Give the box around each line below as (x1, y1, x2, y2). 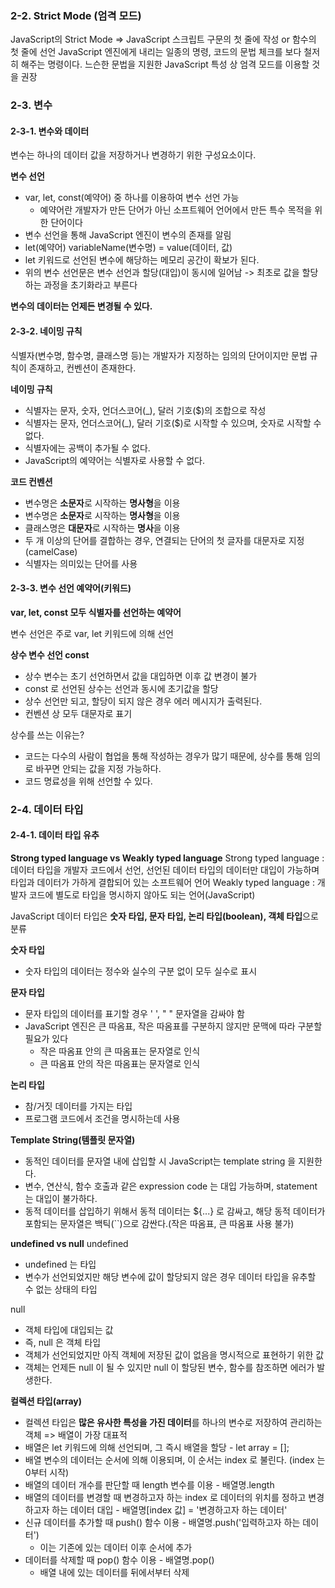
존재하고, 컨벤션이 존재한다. (28, 362, 137, 374)
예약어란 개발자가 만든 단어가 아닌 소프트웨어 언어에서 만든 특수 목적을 (39, 204, 313, 216)
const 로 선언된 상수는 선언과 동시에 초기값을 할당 (24, 682, 219, 694)
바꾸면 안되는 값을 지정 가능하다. (35, 762, 162, 774)
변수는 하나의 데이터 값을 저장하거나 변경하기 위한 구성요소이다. (10, 149, 257, 161)
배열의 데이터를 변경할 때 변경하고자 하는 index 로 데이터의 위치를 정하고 (24, 1491, 307, 1503)
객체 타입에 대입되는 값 (24, 1323, 114, 1336)
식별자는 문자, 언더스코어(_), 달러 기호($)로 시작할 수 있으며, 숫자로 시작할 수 (24, 417, 322, 429)
